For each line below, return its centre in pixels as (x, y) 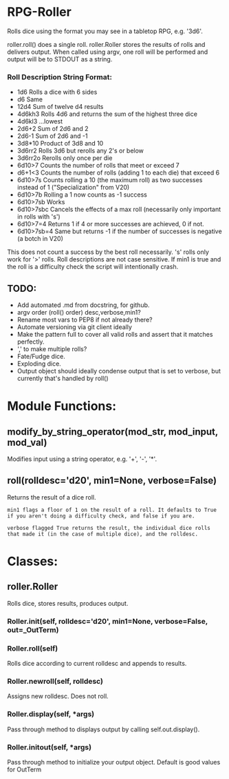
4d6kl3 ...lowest (40, 121)
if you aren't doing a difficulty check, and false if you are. (101, 516)
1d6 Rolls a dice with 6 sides (57, 92)
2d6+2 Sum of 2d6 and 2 (53, 129)
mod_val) (27, 442)
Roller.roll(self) (33, 648)
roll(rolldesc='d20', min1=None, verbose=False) (112, 481)
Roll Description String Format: (59, 77)
